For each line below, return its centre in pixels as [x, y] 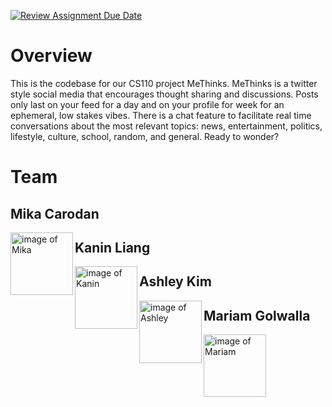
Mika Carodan [55, 213]
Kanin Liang [112, 247]
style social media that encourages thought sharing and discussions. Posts [164, 94]
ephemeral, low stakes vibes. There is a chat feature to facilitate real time [161, 115]
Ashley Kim [175, 281]
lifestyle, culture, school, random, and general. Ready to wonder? [145, 136]
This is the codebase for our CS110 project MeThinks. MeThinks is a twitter [164, 83]
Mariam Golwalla [257, 315]
